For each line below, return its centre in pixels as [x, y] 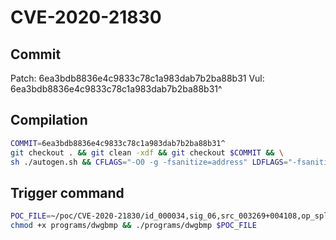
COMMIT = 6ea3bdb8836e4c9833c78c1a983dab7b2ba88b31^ [118, 143]
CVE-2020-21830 [86, 17]
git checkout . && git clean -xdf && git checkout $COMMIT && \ [147, 152]
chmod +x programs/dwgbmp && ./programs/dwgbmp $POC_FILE [133, 226]
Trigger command [67, 192]
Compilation [49, 120]
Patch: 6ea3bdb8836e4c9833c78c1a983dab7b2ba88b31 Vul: [137, 78]
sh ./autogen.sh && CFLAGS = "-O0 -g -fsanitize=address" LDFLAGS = [149, 162]
